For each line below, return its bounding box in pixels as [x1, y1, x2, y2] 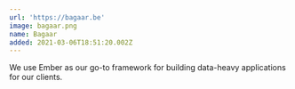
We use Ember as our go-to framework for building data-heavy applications [9, 62, 286, 73]
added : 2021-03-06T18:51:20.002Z [9, 37, 133, 47]
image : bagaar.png [9, 21, 77, 30]
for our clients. [9, 72, 63, 83]
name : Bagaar [9, 29, 58, 38]
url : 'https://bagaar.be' [9, 12, 105, 22]
